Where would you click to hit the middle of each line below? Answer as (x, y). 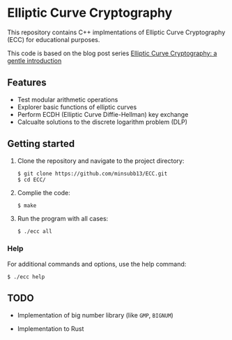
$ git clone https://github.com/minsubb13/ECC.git (92, 173)
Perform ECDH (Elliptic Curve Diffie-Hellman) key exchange (103, 114)
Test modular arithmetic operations (68, 99)
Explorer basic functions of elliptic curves (77, 107)
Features (27, 83)
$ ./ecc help (26, 277)
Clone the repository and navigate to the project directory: (101, 161)
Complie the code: (44, 192)
